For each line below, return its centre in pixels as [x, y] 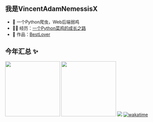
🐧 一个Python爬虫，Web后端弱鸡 [46, 22]
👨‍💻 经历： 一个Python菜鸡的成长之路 [49, 28]
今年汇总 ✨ [22, 52]
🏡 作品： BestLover [31, 34]
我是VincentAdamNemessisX [51, 9]
